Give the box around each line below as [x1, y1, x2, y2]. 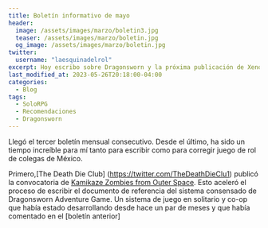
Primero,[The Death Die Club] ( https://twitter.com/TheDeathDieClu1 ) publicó [8, 168, 259, 179]
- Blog [15, 85, 37, 94]
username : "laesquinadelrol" [15, 56, 112, 64]
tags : [8, 93, 26, 101]
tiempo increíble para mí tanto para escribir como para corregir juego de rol [8, 145, 257, 155]
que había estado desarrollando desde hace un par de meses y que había [8, 203, 250, 212]
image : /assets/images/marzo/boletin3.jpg [15, 26, 159, 34]
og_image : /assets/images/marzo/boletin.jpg [15, 41, 166, 49]
